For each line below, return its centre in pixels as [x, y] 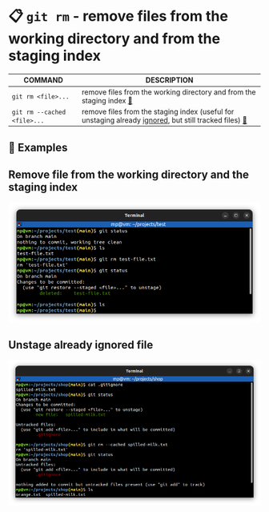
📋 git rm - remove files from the [118, 16]
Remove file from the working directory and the [129, 175]
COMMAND [44, 80]
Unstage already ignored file [81, 345]
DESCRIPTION [169, 80]
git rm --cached [39, 112]
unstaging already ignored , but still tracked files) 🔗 [165, 120]
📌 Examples [38, 147]
